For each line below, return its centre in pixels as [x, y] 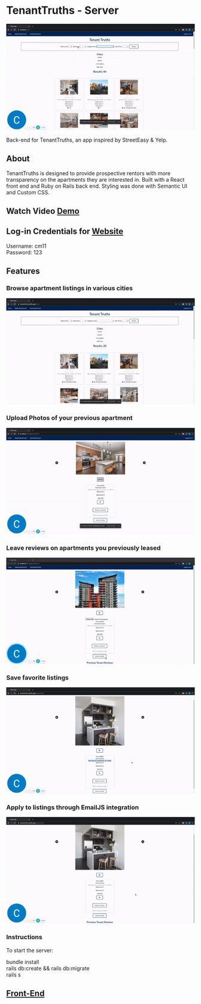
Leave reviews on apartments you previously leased [83, 548]
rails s [13, 975]
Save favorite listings [37, 677]
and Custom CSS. [28, 192]
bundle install [23, 962]
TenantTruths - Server [63, 10]
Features [23, 271]
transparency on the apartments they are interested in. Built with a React [95, 179]
